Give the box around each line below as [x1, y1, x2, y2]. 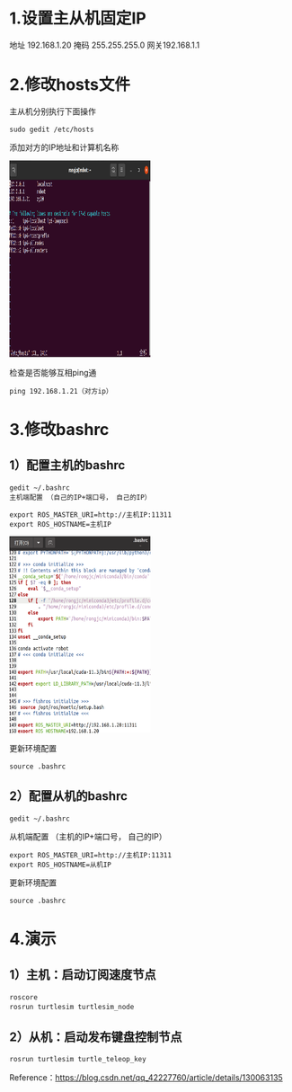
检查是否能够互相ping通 [9, 367, 97, 377]
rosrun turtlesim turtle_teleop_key [9, 1055, 146, 1064]
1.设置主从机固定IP [9, 8, 146, 29]
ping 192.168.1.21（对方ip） [9, 386, 113, 395]
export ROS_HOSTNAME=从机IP [9, 860, 112, 869]
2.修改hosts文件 [9, 75, 131, 95]
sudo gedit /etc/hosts [9, 125, 94, 134]
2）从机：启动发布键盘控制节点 [9, 1029, 182, 1044]
